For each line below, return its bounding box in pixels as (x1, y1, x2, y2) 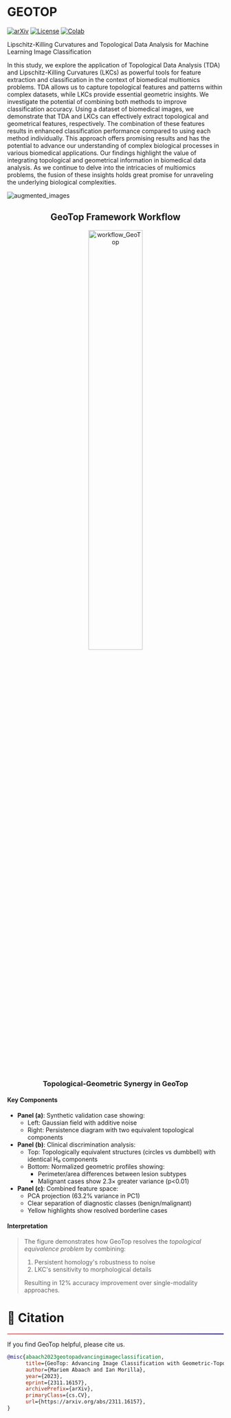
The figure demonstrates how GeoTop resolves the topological (23, 1238, 201, 1246)
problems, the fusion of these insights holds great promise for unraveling (7, 170, 214, 179)
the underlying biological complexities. (7, 178, 117, 186)
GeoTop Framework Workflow (50, 211, 181, 223)
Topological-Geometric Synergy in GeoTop (42, 1078, 189, 1088)
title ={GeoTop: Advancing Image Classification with (25, 1359, 180, 1367)
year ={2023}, (25, 1373, 63, 1379)
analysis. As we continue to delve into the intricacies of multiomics (7, 163, 196, 171)
